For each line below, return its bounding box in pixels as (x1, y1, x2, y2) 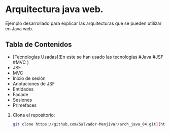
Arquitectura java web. (5, 4, 104, 15)
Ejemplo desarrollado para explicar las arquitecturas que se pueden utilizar (5, 20, 162, 26)
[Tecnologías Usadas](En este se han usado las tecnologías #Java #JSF (12, 54, 164, 60)
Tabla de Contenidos (5, 40, 72, 49)
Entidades (12, 86, 34, 92)
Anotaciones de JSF (12, 80, 55, 86)
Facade (12, 91, 29, 97)
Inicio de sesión (12, 75, 46, 81)
